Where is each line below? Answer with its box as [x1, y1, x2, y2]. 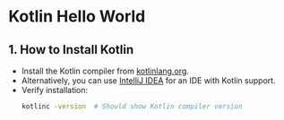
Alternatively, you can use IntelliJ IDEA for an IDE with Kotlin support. [21, 75, 276, 86]
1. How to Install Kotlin [8, 42, 134, 57]
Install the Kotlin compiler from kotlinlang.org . [21, 65, 190, 76]
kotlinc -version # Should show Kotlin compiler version [21, 102, 243, 111]
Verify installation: [21, 85, 89, 95]
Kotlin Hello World [8, 6, 146, 27]
